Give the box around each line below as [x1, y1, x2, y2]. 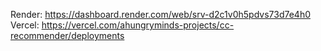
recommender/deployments [10, 30, 125, 41]
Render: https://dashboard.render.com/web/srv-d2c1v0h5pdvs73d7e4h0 [10, 9, 311, 20]
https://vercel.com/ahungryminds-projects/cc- [41, 19, 235, 31]
